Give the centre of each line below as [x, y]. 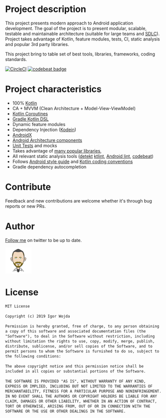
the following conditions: [33, 356]
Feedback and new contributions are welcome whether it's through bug [79, 200]
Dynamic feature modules [39, 124]
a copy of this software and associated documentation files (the [76, 331]
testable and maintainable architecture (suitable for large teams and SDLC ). [83, 33]
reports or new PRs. [25, 206]
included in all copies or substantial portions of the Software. [76, 371]
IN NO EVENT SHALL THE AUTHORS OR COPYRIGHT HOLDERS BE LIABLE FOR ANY [81, 396]
